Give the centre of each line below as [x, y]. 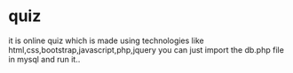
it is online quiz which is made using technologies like [107, 40]
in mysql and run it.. [44, 59]
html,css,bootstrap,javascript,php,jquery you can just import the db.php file [146, 49]
